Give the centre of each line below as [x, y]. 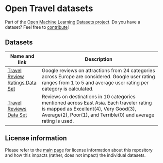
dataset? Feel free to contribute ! [37, 27]
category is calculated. [68, 89]
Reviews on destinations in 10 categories [89, 96]
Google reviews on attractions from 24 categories [98, 70]
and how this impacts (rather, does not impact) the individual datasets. [75, 155]
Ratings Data [22, 82]
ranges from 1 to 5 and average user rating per [95, 82]
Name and [22, 56]
